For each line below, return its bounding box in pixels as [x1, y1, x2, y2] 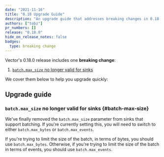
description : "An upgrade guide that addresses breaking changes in [5, 16, 148, 21]
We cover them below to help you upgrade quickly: [5, 76, 108, 82]
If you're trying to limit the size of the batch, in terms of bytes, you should [5, 136, 154, 142]
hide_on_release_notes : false [5, 35, 67, 40]
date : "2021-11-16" [5, 7, 45, 12]
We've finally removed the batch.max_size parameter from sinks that [5, 116, 143, 122]
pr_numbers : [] [5, 26, 36, 30]
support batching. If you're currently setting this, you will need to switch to [5, 121, 156, 128]
